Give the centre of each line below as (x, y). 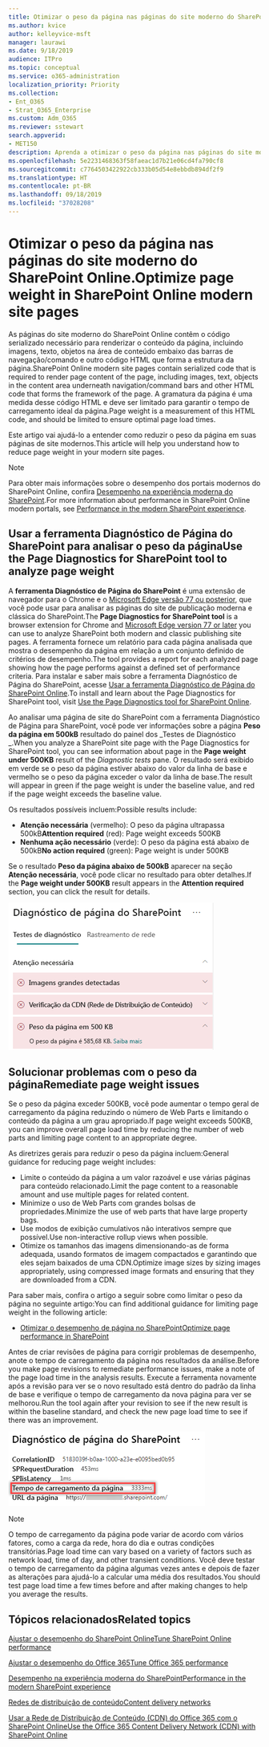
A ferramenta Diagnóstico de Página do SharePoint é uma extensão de (127, 590)
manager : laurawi (37, 43)
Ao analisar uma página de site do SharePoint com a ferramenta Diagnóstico (134, 717)
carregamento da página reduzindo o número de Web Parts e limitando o (128, 1113)
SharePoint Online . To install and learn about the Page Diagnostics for (122, 693)
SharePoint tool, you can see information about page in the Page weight (127, 751)
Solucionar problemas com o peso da (103, 1072)
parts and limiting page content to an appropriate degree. (103, 1138)
